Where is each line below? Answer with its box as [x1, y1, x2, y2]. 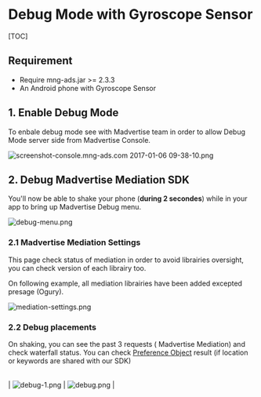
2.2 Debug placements [8, 322, 96, 333]
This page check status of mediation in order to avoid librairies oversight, [8, 255, 245, 264]
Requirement [8, 54, 73, 67]
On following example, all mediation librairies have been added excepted [8, 279, 243, 288]
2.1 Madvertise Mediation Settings [8, 237, 141, 248]
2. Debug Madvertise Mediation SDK [8, 173, 190, 186]
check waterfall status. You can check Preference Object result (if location [8, 348, 248, 357]
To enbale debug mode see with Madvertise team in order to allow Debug [8, 127, 245, 137]
